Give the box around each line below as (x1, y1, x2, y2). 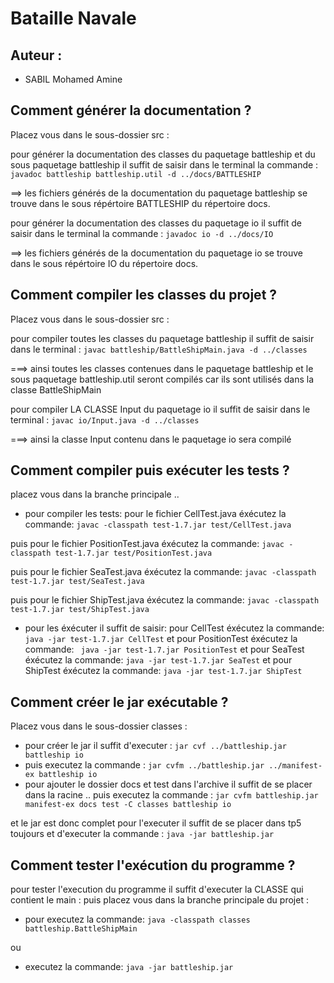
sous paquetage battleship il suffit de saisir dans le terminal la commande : (10, 158, 319, 171)
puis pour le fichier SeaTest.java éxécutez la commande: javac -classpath (10, 566, 317, 578)
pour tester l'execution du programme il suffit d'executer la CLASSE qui (10, 883, 304, 896)
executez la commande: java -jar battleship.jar (24, 961, 234, 973)
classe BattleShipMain (10, 383, 102, 396)
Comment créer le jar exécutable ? (10, 693, 229, 711)
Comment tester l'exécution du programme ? (10, 857, 296, 874)
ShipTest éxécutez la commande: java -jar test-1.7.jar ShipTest (24, 665, 303, 677)
